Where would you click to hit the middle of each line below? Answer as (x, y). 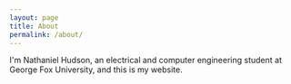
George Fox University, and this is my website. (96, 70)
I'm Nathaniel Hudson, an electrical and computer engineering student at (145, 61)
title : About (34, 26)
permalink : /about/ (46, 34)
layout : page (34, 18)
